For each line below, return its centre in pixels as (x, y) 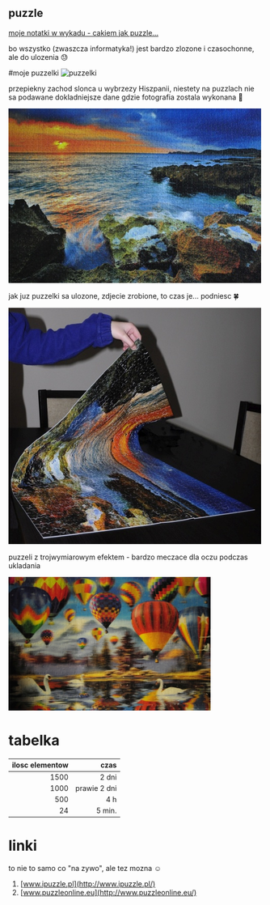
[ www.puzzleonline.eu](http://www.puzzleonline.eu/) (108, 892)
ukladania (25, 565)
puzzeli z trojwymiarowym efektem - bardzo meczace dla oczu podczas (128, 557)
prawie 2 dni (96, 788)
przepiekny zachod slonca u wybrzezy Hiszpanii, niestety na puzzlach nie (131, 88)
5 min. (106, 811)
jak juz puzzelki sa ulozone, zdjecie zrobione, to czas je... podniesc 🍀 (124, 295)
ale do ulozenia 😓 (38, 57)
